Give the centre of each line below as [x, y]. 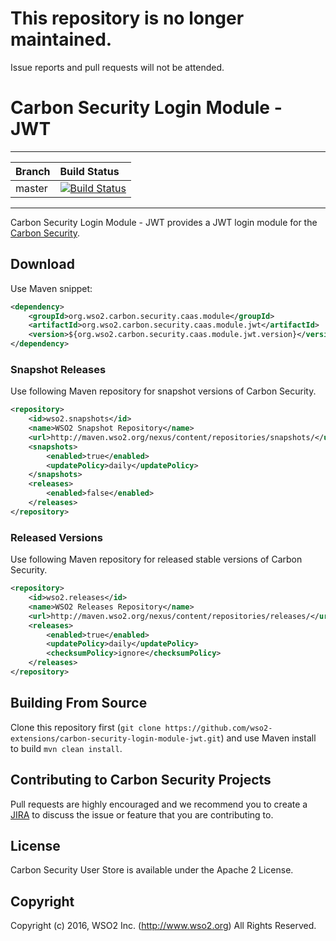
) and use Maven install [268, 738]
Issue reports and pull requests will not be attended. [117, 67]
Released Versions [56, 537]
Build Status [89, 171]
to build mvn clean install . [66, 748]
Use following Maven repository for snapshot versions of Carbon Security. [163, 391]
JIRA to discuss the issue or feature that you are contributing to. [142, 814]
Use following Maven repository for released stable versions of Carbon [156, 559]
